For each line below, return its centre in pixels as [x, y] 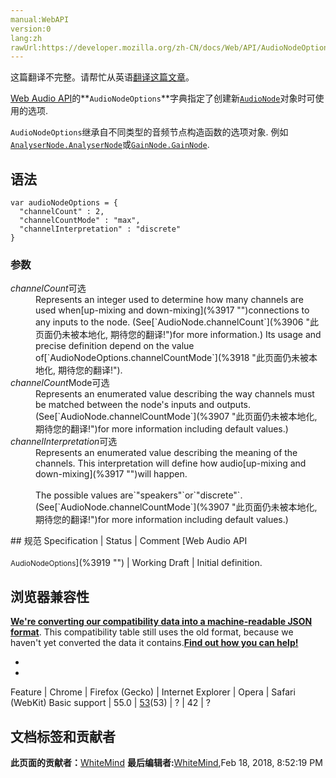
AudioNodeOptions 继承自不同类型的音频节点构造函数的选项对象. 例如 [149, 132]
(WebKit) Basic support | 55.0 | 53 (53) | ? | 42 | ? [110, 703]
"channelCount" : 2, [62, 212]
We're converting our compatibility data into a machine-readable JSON [161, 622]
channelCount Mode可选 [60, 383]
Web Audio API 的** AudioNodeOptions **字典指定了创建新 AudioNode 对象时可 [163, 98]
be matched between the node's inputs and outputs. [143, 405]
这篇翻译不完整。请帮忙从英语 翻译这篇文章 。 [102, 77]
